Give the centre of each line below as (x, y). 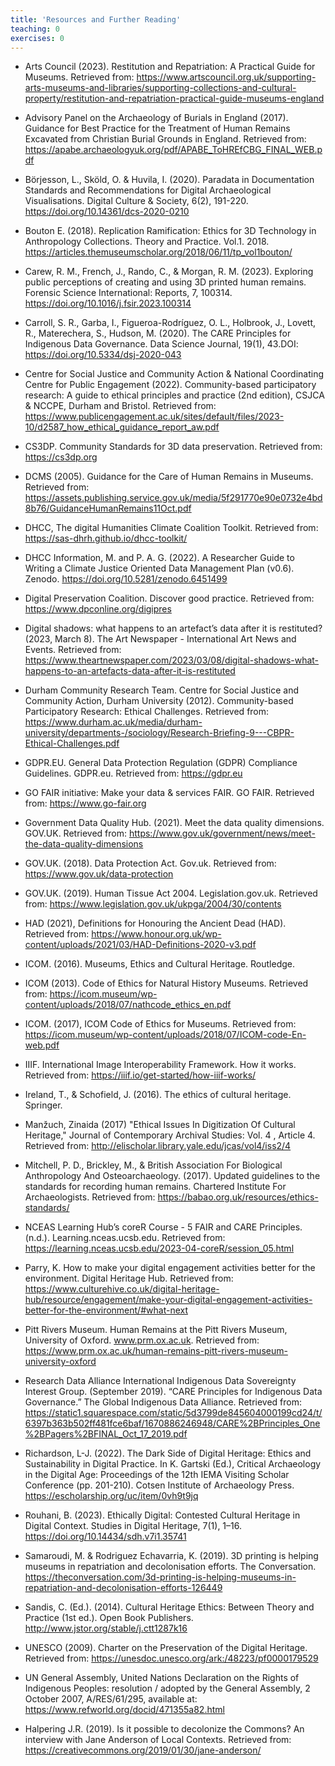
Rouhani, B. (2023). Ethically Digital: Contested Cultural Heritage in (162, 1515)
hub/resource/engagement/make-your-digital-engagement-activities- (168, 1300)
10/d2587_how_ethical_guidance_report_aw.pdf (122, 427)
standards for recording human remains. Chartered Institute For (155, 1187)
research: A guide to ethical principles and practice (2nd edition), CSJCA (174, 395)
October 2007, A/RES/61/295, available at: (111, 1699)
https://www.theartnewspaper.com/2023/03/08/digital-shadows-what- (172, 660)
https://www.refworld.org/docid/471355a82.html (124, 1710)
